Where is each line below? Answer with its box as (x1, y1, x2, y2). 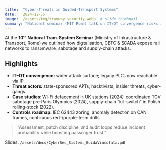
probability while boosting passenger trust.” (17, 130, 107, 136)
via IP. (12, 78, 25, 84)
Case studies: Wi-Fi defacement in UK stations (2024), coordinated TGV (12, 94, 161, 100)
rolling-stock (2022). (12, 104, 55, 110)
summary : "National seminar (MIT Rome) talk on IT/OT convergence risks (5, 21, 158, 26)
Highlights (5, 59, 38, 68)
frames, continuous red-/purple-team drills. (12, 115, 101, 121)
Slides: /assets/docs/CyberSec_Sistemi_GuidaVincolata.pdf (5, 139, 126, 145)
